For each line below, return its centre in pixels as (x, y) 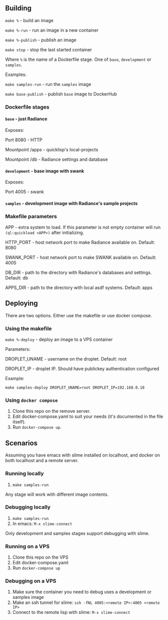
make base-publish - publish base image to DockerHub (61, 94)
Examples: (16, 74)
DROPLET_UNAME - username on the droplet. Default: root (66, 359)
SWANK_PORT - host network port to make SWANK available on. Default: (81, 257)
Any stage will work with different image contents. (57, 494)
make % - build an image (29, 20)
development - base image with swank (45, 171)
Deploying (22, 303)
